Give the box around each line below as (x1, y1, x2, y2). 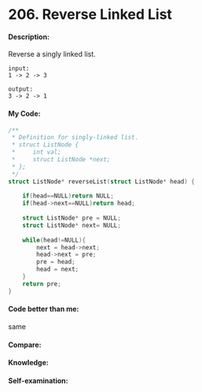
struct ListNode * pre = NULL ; (22, 214, 122, 222)
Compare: (8, 340, 42, 349)
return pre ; (22, 279, 61, 288)
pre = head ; (36, 258, 76, 266)
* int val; (11, 148, 61, 157)
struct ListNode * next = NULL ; (22, 221, 122, 229)
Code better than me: (8, 305, 79, 314)
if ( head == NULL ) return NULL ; (22, 192, 114, 200)
